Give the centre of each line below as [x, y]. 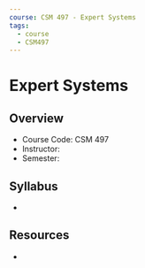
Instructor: [41, 149]
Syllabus [34, 186]
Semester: [41, 158]
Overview [37, 118]
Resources [39, 235]
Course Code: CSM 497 [65, 140]
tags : [19, 26]
